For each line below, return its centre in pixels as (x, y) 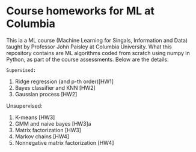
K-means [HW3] (35, 117)
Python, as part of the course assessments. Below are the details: (87, 59)
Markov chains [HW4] (42, 136)
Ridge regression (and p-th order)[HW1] (64, 81)
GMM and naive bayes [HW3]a (53, 123)
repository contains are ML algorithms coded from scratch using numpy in (98, 53)
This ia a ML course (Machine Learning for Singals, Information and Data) (97, 40)
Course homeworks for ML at (80, 11)
